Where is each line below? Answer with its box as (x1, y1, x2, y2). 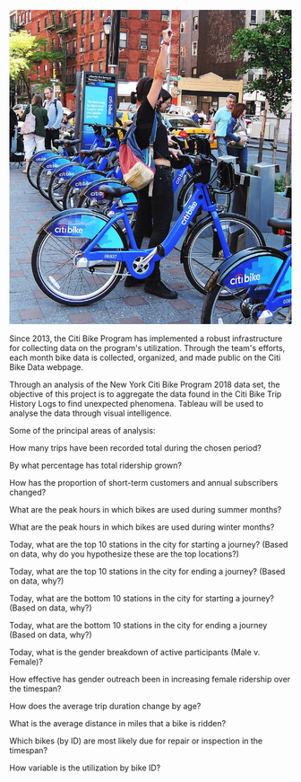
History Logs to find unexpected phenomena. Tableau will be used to (9, 399, 264, 409)
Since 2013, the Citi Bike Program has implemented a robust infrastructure (9, 333, 283, 344)
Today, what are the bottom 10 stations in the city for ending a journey (9, 620, 268, 631)
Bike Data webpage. (9, 362, 83, 373)
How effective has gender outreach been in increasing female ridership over (9, 674, 291, 685)
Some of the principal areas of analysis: (9, 426, 156, 436)
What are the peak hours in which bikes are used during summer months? (9, 505, 282, 515)
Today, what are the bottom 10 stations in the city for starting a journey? (9, 593, 275, 604)
